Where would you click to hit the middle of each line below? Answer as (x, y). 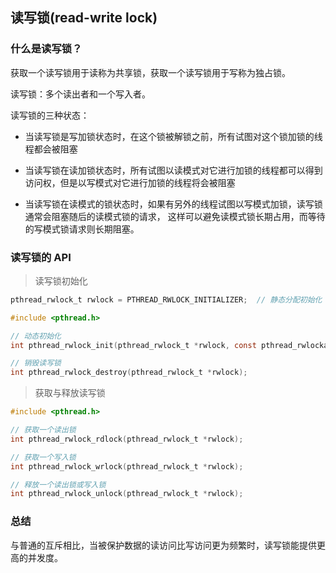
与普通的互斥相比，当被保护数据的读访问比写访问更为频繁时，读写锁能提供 (163, 545)
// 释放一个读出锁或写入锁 (58, 484)
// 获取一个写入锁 (43, 457)
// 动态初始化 (36, 336)
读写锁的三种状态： (50, 115)
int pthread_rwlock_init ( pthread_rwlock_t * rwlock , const (133, 345)
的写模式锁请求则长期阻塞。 (82, 229)
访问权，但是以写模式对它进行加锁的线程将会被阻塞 (130, 182)
